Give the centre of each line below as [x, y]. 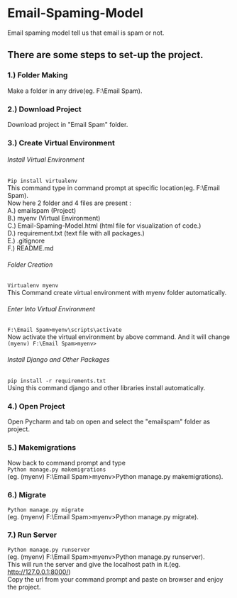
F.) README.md [31, 248]
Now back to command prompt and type [67, 463]
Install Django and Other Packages [59, 360]
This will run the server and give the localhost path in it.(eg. [94, 564]
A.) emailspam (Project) [42, 211]
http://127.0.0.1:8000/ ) [39, 572]
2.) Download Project [44, 109]
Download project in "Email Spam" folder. [68, 124]
